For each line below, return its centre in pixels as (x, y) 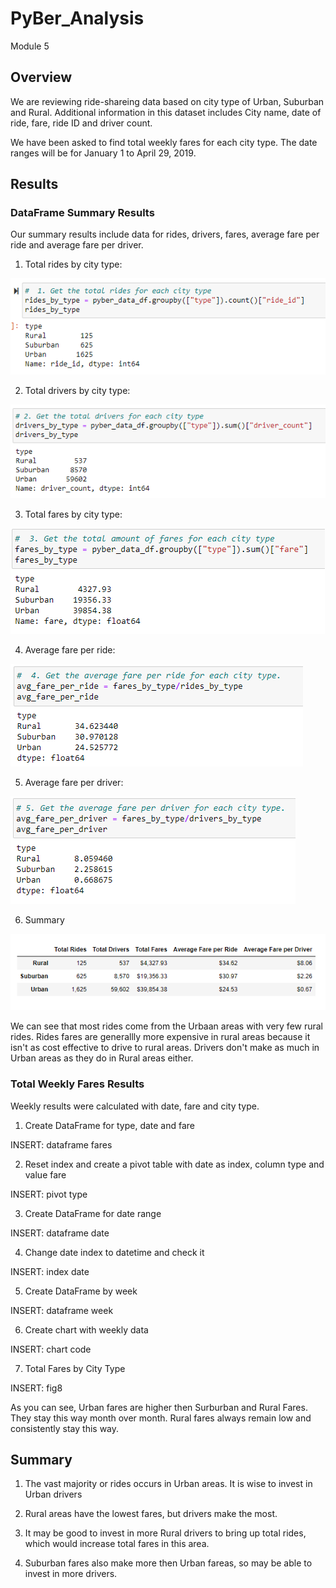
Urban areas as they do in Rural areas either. (102, 1058)
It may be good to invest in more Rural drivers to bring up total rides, (165, 1533)
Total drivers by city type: (77, 390)
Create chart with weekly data (86, 1329)
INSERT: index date (50, 1271)
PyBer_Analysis (77, 18)
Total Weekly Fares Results (77, 1084)
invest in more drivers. (71, 1574)
